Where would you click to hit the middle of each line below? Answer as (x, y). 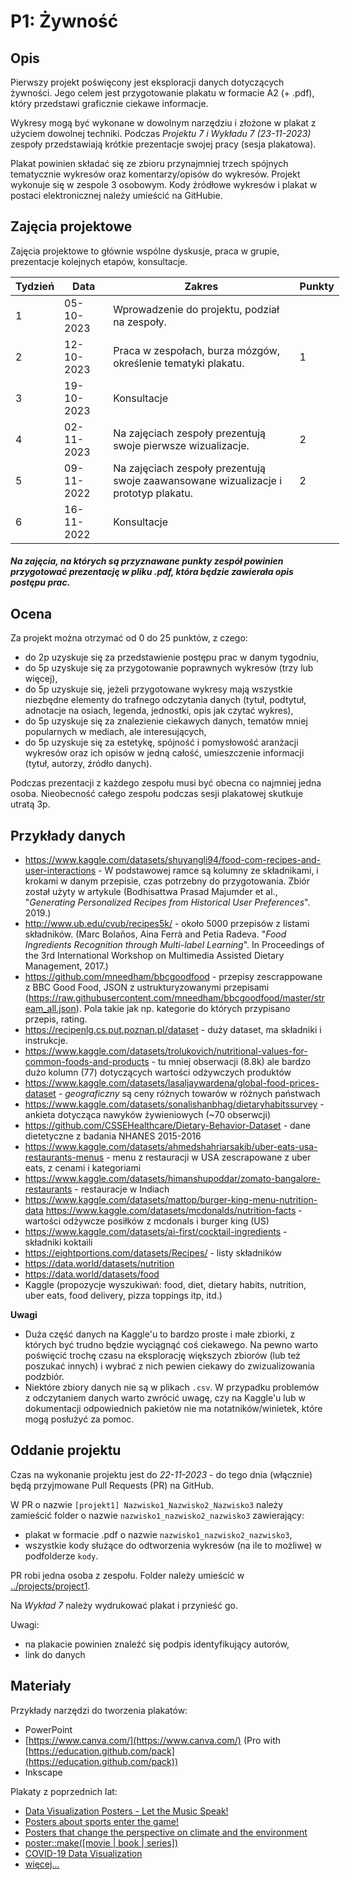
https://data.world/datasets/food (92, 1274)
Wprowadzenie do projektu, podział (196, 309)
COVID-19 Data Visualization (83, 1853)
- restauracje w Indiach (122, 1189)
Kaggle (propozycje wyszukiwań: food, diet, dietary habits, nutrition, (165, 1285)
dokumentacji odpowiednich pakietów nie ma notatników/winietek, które (173, 1409)
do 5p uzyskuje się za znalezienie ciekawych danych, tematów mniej (166, 721)
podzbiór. (44, 1377)
